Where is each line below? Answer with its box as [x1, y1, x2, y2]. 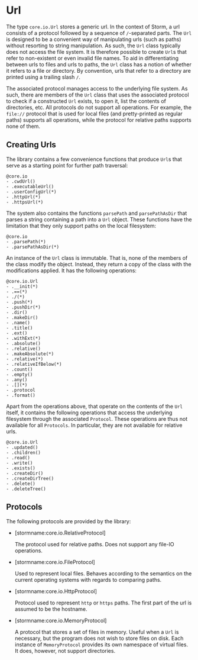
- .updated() [6, 445, 38, 450]
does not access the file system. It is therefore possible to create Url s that [6, 48, 187, 55]
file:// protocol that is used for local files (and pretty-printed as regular [6, 110, 183, 117]
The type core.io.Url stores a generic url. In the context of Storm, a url [6, 23, 180, 30]
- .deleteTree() [6, 486, 46, 492]
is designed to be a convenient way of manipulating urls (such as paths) [6, 36, 181, 43]
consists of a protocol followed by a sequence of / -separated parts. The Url [6, 29, 192, 36]
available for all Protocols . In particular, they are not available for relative [6, 421, 183, 429]
